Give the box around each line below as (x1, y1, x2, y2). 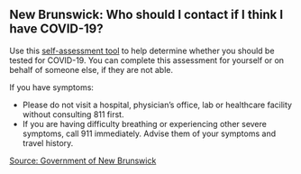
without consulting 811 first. (22, 108, 124, 120)
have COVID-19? (9, 22, 104, 37)
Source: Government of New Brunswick (9, 155, 157, 166)
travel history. (22, 137, 74, 148)
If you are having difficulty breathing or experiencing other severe (22, 118, 268, 129)
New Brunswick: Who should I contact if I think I (9, 7, 284, 23)
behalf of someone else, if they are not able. (9, 64, 174, 75)
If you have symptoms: (9, 81, 95, 93)
